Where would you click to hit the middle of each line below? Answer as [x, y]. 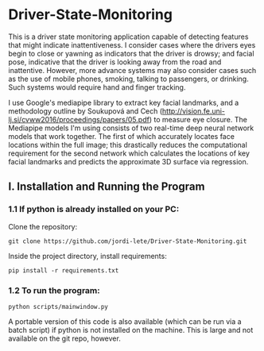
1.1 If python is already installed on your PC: [94, 210]
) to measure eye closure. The [198, 119]
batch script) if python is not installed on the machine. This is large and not [131, 330]
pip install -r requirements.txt [64, 270]
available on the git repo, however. [64, 338]
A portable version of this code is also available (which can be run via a [125, 321]
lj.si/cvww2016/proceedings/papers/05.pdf [79, 119]
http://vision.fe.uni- [193, 111]
